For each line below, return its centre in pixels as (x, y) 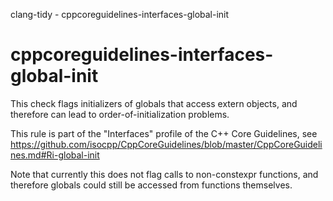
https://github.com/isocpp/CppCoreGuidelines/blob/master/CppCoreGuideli (166, 144)
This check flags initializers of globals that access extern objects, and (154, 103)
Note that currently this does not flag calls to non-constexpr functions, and (164, 174)
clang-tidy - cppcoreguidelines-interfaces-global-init (120, 14)
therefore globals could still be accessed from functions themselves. (151, 185)
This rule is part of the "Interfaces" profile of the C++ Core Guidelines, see (164, 133)
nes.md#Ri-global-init (55, 155)
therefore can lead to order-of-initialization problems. (120, 114)
